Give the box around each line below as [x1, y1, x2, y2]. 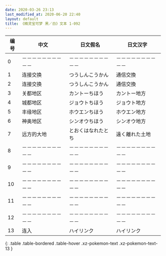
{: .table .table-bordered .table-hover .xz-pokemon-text [5, 241, 119, 247]
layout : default [5, 16, 39, 21]
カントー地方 [116, 90, 146, 97]
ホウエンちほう [69, 108, 104, 115]
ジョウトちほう [69, 100, 104, 106]
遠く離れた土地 [116, 131, 151, 138]
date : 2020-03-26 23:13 [5, 7, 54, 12]
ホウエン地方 [116, 108, 146, 115]
